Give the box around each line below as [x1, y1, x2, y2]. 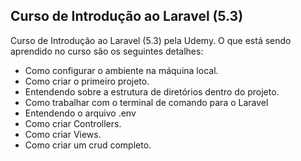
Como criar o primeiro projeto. [24, 75, 150, 87]
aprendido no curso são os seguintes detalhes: [10, 45, 204, 57]
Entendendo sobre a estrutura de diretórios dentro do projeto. [24, 85, 280, 98]
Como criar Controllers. [24, 117, 122, 129]
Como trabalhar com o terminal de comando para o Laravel [24, 96, 269, 108]
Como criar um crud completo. [24, 139, 152, 151]
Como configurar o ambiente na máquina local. [24, 64, 219, 76]
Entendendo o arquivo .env [24, 107, 137, 119]
